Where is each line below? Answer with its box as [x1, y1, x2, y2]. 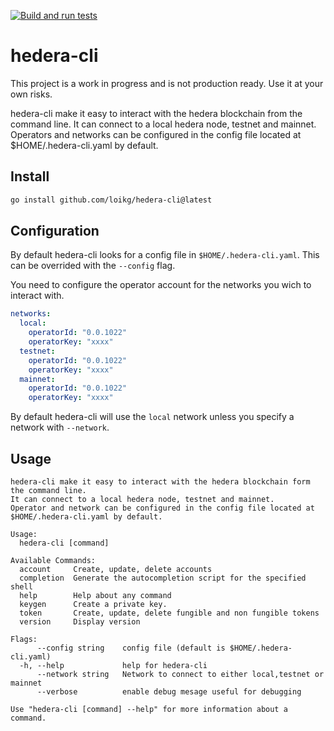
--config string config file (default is [36, 643, 226, 653]
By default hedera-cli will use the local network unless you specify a [10, 411, 295, 423]
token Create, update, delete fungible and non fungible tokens [19, 608, 320, 618]
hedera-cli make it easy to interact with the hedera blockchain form [10, 477, 311, 487]
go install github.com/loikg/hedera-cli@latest [10, 195, 213, 205]
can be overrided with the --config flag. [10, 260, 176, 272]
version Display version [19, 617, 141, 627]
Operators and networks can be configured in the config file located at [10, 128, 302, 140]
